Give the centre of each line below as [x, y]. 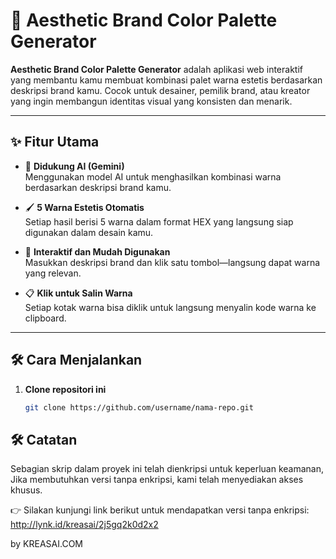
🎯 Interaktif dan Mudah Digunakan [97, 251]
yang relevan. [53, 273]
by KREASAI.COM [46, 544]
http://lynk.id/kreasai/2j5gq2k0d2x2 [84, 525]
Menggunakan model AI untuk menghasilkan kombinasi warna [153, 176]
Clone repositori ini [65, 389]
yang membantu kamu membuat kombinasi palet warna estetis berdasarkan [166, 80]
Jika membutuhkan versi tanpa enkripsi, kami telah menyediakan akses [157, 480]
